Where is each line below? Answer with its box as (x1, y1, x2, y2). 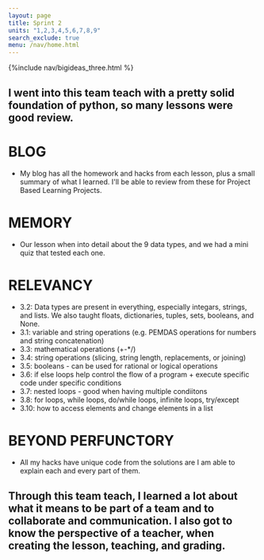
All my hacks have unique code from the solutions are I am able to (19, 458, 235, 467)
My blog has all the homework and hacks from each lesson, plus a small (19, 168, 255, 179)
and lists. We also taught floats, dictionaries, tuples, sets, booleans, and (19, 311, 254, 320)
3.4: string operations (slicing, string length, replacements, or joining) (19, 353, 247, 362)
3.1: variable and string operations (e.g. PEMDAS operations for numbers (19, 327, 257, 338)
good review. (8, 110, 74, 124)
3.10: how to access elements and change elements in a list (19, 404, 214, 413)
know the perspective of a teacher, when (8, 526, 215, 540)
